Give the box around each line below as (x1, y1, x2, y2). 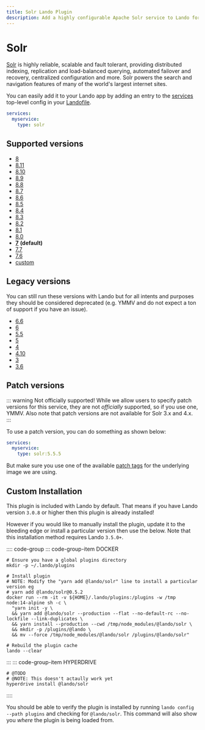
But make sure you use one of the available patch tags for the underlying (6, 462, 189, 470)
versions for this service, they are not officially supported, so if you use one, (6, 403, 198, 410)
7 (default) (15, 239, 43, 246)
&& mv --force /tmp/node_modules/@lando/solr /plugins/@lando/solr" (12, 632, 190, 638)
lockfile (6, 615, 29, 622)
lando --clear (6, 648, 43, 654)
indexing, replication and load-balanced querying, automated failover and (6, 68, 191, 75)
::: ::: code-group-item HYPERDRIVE (6, 658, 97, 665)
